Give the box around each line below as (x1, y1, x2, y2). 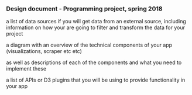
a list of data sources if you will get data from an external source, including (6, 18, 186, 25)
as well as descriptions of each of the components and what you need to (6, 59, 182, 66)
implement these (6, 65, 47, 72)
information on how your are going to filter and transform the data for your (6, 24, 186, 31)
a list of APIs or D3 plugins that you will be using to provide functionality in (6, 76, 186, 83)
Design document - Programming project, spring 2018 (6, 5, 163, 13)
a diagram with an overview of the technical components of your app (6, 41, 173, 48)
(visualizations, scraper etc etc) (6, 48, 82, 55)
